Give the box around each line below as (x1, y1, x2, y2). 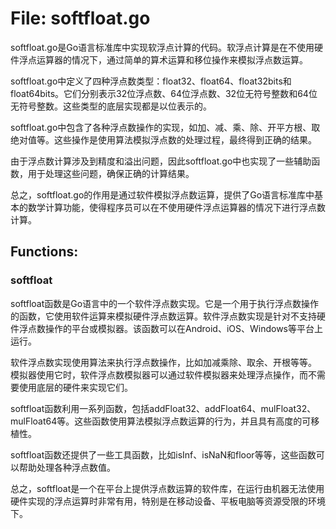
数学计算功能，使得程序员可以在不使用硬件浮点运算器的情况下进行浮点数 (27, 201, 326, 213)
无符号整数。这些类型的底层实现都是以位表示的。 (10, 100, 212, 112)
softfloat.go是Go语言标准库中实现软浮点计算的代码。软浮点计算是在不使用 (10, 41, 315, 53)
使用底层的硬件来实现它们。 (18, 381, 133, 393)
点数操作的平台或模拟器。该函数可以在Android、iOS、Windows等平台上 (27, 322, 323, 334)
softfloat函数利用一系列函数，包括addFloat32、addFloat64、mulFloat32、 (10, 402, 317, 414)
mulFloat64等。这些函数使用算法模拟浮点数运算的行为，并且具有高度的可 (10, 415, 312, 427)
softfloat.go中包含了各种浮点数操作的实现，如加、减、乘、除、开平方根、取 (10, 121, 321, 133)
